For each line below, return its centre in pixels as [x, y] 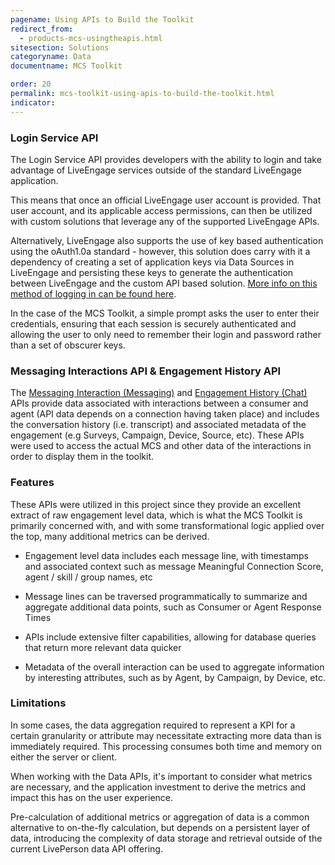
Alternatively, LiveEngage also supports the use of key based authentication [167, 240]
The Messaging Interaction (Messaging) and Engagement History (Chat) [159, 393]
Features [32, 483]
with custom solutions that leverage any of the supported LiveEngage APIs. [165, 221]
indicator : [33, 102]
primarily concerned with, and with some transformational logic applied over [167, 525]
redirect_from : [42, 29]
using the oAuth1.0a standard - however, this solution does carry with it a [160, 251]
